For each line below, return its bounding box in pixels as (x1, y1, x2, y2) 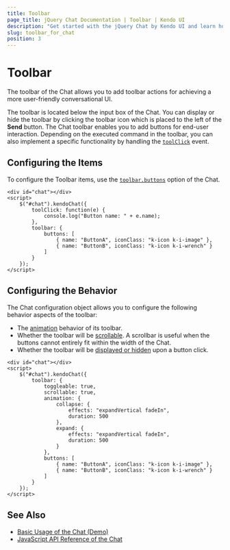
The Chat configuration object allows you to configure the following (7, 303, 197, 312)
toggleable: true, (43, 383, 97, 390)
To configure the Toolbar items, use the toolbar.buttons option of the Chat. (7, 175, 220, 184)
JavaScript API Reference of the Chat (16, 535, 123, 543)
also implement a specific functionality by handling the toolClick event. (7, 138, 209, 146)
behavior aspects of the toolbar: (7, 310, 98, 318)
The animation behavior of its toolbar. (16, 323, 123, 332)
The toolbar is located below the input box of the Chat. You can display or (7, 108, 215, 116)
